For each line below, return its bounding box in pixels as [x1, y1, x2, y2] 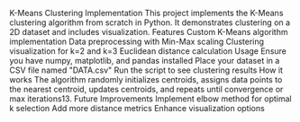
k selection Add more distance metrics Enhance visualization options [9, 103, 266, 113]
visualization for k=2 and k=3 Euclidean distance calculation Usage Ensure [9, 46, 286, 57]
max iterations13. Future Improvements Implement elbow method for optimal [9, 93, 292, 104]
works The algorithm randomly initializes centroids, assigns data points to [9, 74, 283, 84]
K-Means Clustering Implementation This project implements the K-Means [9, 8, 284, 18]
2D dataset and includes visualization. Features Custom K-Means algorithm [9, 27, 288, 37]
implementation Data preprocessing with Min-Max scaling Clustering [9, 36, 264, 47]
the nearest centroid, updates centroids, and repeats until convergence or [9, 84, 284, 94]
